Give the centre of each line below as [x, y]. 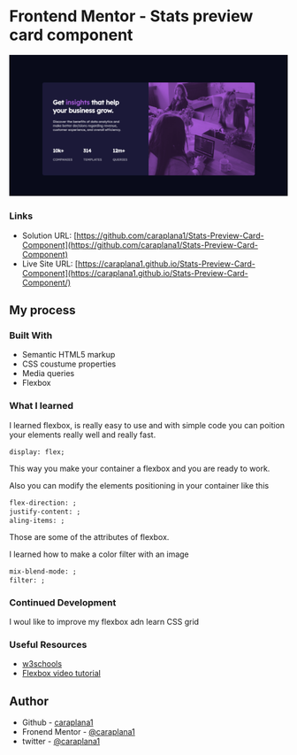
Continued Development [63, 602]
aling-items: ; [37, 520]
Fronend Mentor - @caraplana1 [78, 732]
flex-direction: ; [43, 503]
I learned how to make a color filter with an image [99, 554]
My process [42, 310]
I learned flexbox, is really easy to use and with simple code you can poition [147, 425]
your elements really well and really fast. [83, 435]
